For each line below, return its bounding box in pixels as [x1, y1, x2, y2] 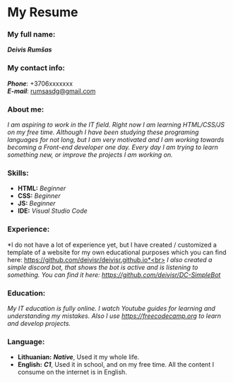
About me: [7, 104, 44, 114]
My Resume [7, 4, 78, 20]
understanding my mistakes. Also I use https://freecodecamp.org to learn [7, 312, 221, 320]
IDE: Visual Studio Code [17, 206, 88, 216]
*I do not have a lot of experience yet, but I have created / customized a [7, 240, 217, 249]
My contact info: [7, 63, 66, 73]
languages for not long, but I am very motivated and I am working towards [7, 136, 225, 144]
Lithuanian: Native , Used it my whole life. [17, 353, 140, 361]
